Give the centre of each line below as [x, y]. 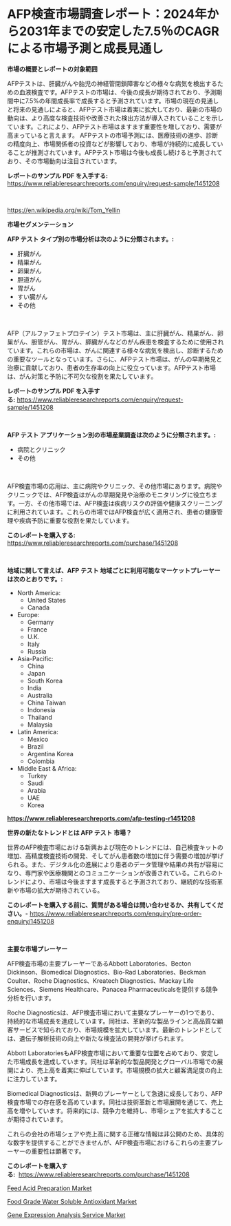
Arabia [37, 790]
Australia [40, 695]
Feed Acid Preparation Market [49, 1188]
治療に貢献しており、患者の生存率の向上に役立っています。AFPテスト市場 [112, 367]
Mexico [38, 739]
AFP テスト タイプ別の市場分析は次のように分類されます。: [90, 239]
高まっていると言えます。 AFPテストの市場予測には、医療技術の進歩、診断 [113, 135]
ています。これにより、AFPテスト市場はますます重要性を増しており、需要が [114, 126]
